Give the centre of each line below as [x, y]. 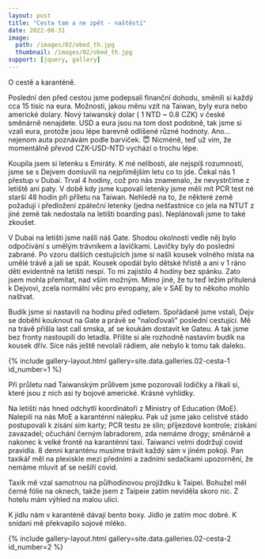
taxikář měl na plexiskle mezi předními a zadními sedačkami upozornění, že [131, 458]
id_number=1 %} [35, 369]
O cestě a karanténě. [42, 82]
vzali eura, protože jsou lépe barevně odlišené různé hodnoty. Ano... [119, 131]
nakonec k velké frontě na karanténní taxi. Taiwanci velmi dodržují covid [125, 442]
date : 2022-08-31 [37, 30]
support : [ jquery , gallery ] [55, 60]
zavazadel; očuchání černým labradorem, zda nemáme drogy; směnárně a [129, 433]
